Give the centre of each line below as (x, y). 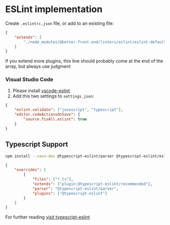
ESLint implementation (54, 9)
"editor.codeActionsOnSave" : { (47, 115)
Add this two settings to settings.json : (53, 96)
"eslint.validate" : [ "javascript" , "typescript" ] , (69, 110)
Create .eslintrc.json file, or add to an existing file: (59, 23)
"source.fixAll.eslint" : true (55, 119)
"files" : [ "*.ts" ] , (53, 179)
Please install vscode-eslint (41, 91)
